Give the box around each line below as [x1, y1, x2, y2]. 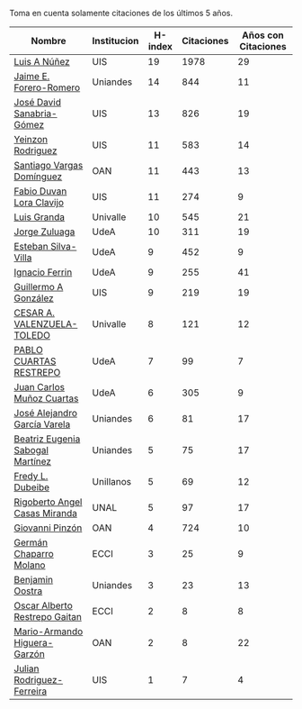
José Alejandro [13, 407, 78, 419]
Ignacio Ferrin [13, 266, 73, 278]
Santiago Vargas [13, 159, 84, 171]
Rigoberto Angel [13, 495, 83, 508]
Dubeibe [13, 481, 50, 494]
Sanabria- [13, 107, 58, 120]
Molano [13, 559, 46, 571]
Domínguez [13, 170, 63, 183]
